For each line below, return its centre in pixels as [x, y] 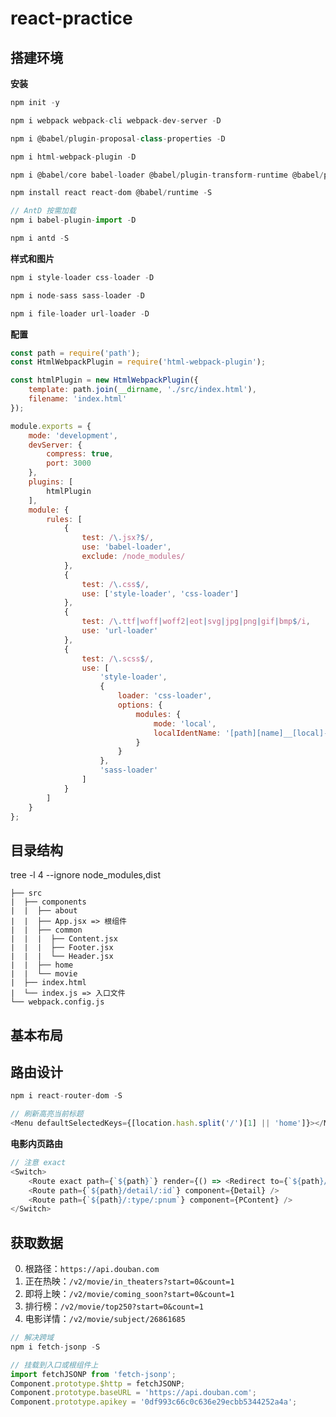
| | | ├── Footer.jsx [62, 948]
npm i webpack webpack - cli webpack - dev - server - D [116, 120]
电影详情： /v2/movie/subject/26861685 [105, 1319]
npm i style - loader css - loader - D [82, 277]
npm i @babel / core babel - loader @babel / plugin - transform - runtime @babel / [167, 175]
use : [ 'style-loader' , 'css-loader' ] [160, 593]
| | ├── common [46, 930]
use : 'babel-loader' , [126, 547]
